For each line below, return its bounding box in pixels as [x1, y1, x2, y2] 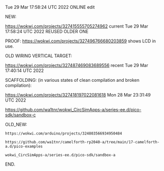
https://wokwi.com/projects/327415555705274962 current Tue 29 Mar [5, 23, 149, 29]
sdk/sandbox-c [5, 112, 36, 118]
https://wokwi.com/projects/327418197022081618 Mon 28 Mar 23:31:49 [5, 92, 151, 98]
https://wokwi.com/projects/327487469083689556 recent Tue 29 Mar [5, 63, 149, 68]
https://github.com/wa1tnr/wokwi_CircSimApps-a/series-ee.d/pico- [5, 107, 142, 112]
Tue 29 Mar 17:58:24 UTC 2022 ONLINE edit [5, 4, 95, 10]
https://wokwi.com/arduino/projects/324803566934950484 [5, 131, 122, 136]
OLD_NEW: [5, 122, 28, 127]
